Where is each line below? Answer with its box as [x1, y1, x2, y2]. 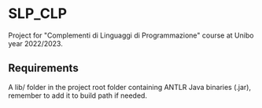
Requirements [8, 62, 79, 75]
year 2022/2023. [8, 38, 63, 48]
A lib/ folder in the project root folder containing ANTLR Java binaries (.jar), [8, 82, 252, 92]
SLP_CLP [8, 5, 68, 23]
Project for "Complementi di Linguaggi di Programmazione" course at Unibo [8, 31, 254, 40]
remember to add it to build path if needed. [8, 91, 148, 100]
